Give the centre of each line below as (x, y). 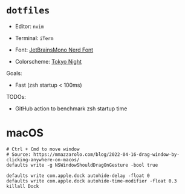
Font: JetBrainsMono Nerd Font (54, 50)
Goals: (14, 73)
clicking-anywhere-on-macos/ (43, 159)
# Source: (19, 154)
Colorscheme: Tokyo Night (48, 61)
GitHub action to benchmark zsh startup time (71, 109)
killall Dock (23, 186)
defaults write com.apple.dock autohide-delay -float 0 (78, 176)
